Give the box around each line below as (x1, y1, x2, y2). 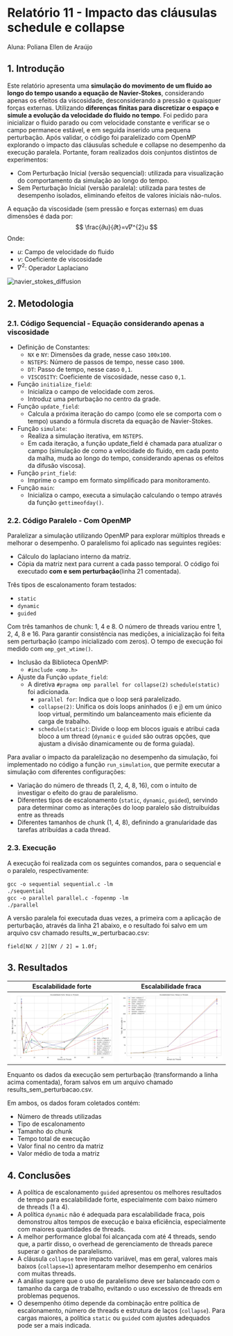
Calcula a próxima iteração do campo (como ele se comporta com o (27, 409, 222, 418)
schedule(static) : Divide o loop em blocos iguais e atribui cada (37, 725, 220, 733)
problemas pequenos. (17, 1291, 80, 1300)
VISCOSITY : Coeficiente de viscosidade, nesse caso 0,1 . (27, 372, 186, 381)
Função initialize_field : (17, 380, 92, 388)
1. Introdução (7, 63, 64, 74)
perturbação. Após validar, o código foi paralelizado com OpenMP (7, 133, 196, 141)
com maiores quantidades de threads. (17, 1225, 126, 1234)
